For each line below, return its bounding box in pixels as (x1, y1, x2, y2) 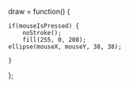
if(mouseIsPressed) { (8, 22, 80, 30)
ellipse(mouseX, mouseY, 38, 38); (8, 43, 123, 51)
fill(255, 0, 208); (22, 36, 87, 44)
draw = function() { (8, 7, 70, 16)
